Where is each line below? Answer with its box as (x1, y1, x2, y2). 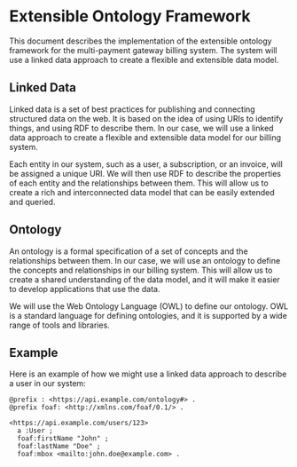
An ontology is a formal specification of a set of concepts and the (9, 246, 248, 257)
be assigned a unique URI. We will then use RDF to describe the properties (9, 168, 282, 178)
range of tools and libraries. (9, 320, 111, 330)
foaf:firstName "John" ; (17, 434, 109, 443)
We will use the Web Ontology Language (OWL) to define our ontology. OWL (9, 300, 289, 312)
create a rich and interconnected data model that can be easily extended (9, 186, 275, 197)
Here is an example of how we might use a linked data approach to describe (9, 368, 287, 379)
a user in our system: (9, 378, 86, 389)
